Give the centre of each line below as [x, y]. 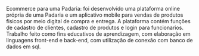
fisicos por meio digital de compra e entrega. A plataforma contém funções [98, 21]
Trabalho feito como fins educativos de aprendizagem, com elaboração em [98, 34]
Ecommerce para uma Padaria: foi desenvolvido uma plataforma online [93, 9]
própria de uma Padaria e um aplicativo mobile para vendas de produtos [95, 15]
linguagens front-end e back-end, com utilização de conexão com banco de [99, 40]
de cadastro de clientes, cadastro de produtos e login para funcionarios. [95, 27]
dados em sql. [24, 46]
